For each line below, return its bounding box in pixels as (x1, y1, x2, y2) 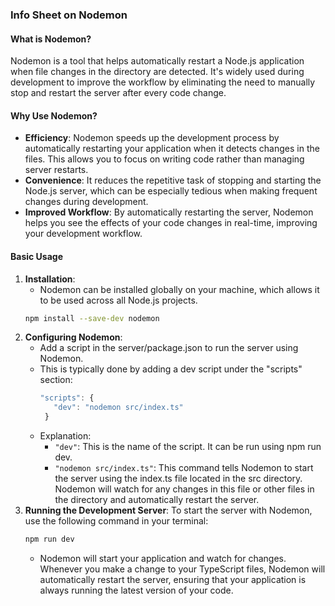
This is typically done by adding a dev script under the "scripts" (39, 363, 303, 375)
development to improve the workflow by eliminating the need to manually (10, 76, 316, 88)
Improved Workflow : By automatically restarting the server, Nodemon (24, 206, 314, 218)
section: (39, 374, 73, 386)
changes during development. (24, 196, 149, 208)
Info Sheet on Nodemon (10, 8, 128, 22)
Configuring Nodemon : (24, 331, 123, 343)
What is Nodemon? (10, 33, 92, 45)
